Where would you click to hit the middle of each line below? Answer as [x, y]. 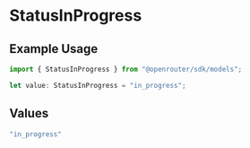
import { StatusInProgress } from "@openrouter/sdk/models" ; [126, 69]
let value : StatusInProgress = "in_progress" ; [98, 85]
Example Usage [54, 49]
